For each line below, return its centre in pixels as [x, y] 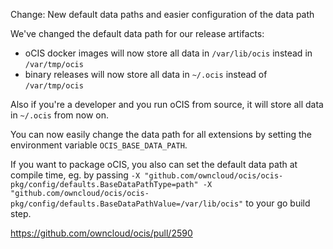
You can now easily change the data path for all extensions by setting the [161, 134]
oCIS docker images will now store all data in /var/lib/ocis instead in [168, 53]
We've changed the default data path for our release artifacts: [137, 33]
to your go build [278, 203]
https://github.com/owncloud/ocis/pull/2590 [101, 233]
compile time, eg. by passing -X [75, 175]
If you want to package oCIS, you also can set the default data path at [154, 164]
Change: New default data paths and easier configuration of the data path [162, 14]
